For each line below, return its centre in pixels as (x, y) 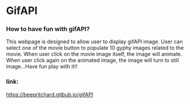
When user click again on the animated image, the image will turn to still (93, 60)
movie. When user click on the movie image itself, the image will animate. (94, 54)
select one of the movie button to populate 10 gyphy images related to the (95, 48)
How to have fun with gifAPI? (48, 29)
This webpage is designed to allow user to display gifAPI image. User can (94, 41)
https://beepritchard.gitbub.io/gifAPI (50, 94)
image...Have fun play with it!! (42, 67)
